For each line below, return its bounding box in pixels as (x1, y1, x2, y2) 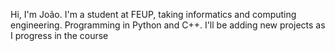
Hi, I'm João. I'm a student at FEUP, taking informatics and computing (10, 9, 297, 20)
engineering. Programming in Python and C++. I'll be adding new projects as (10, 19, 326, 31)
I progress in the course (10, 30, 109, 41)
